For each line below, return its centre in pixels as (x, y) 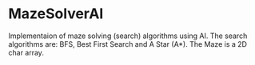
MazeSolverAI (56, 14)
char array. (26, 52)
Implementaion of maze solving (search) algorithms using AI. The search (128, 36)
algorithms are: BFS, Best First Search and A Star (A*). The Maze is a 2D (128, 44)
